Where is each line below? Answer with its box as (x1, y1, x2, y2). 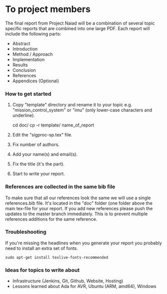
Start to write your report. (12, 171, 65, 177)
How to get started (5, 90, 51, 97)
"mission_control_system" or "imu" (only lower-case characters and (12, 107, 152, 113)
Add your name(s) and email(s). (12, 152, 78, 158)
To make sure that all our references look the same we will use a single (5, 195, 151, 201)
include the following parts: (5, 31, 61, 37)
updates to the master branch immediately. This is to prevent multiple (5, 211, 148, 217)
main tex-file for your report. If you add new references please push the (5, 205, 153, 211)
